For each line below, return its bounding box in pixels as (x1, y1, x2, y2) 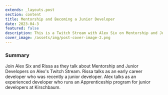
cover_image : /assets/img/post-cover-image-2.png (5, 35, 111, 40)
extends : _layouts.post (5, 7, 55, 12)
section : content (5, 12, 41, 17)
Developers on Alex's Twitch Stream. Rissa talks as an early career (5, 68, 142, 74)
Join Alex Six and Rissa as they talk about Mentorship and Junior (5, 63, 138, 69)
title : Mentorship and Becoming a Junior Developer (5, 16, 115, 21)
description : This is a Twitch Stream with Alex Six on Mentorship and (5, 30, 157, 35)
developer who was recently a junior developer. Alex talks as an (5, 73, 136, 80)
